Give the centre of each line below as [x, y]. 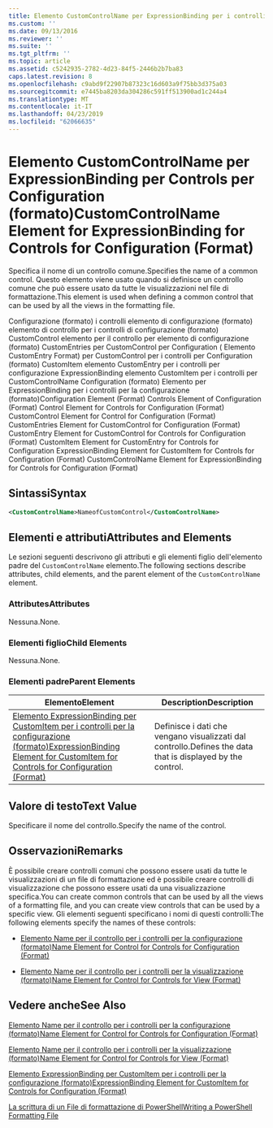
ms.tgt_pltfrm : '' [39, 54]
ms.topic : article [39, 62]
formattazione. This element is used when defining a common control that [131, 297]
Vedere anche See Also [67, 1006]
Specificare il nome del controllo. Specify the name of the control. [117, 826]
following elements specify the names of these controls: [102, 922]
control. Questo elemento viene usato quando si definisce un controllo [126, 279]
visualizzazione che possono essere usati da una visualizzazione [117, 887]
